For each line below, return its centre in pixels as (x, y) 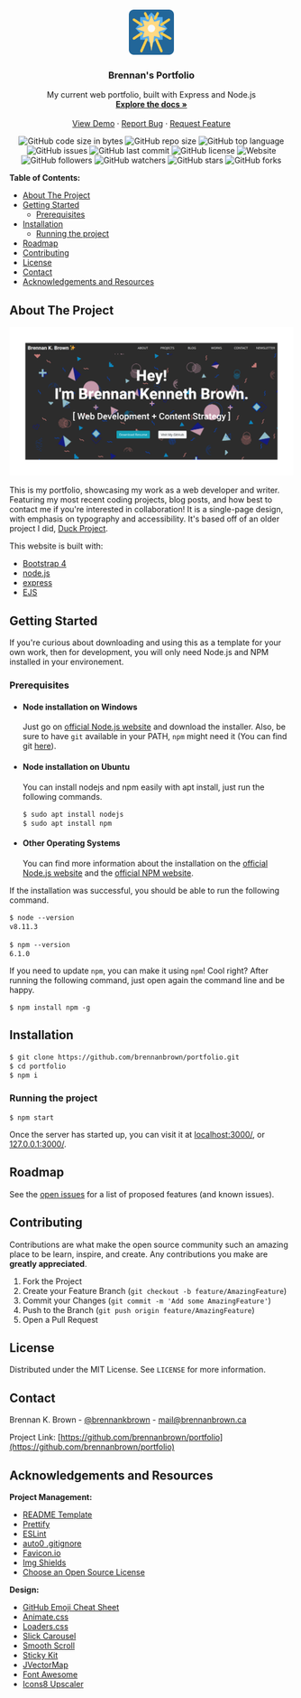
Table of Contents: (45, 178)
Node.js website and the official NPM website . (108, 873)
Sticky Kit (40, 1655)
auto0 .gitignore (52, 1543)
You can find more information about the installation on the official (145, 863)
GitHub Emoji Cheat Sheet (71, 1607)
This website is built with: (56, 546)
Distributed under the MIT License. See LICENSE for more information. (137, 1370)
